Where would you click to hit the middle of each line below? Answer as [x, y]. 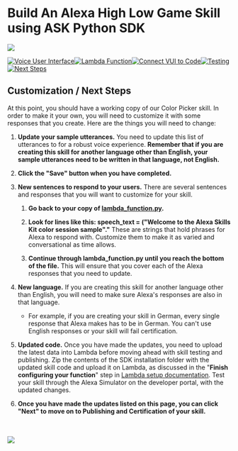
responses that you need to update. [80, 273]
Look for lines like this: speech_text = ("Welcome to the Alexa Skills [129, 222]
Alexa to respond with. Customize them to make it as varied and [121, 237]
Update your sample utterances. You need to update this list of [110, 137]
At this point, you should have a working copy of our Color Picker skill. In [113, 108]
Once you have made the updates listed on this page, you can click [118, 403]
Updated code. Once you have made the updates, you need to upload [120, 345]
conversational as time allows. [72, 244]
